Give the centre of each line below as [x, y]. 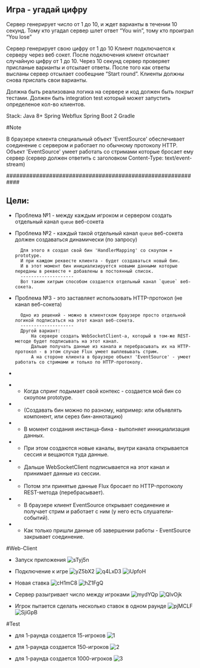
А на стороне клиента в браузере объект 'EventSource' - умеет [111, 357]
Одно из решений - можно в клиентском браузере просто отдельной [103, 315]
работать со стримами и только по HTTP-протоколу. [79, 362]
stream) [16, 164]
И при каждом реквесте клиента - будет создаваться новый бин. [100, 261]
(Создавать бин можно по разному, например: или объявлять [103, 410]
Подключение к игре [41, 571]
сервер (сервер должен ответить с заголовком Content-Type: [85, 158]
